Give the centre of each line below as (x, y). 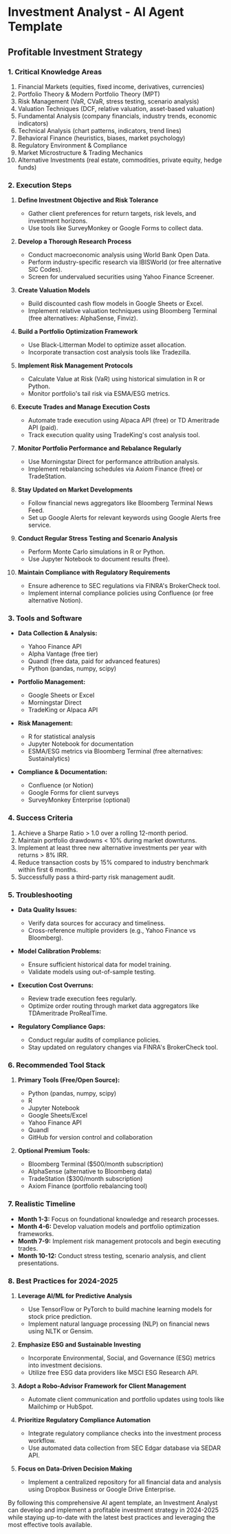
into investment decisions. (65, 1365)
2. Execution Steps (40, 185)
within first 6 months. (48, 869)
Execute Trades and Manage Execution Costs (84, 407)
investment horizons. (58, 221)
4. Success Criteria (40, 818)
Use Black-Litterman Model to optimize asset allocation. (107, 345)
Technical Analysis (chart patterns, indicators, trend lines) (99, 130)
